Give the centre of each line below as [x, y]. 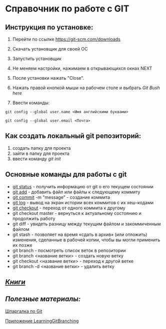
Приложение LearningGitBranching [42, 320]
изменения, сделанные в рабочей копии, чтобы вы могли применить [86, 240]
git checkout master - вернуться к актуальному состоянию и [77, 213]
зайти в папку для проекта [41, 153]
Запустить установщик [37, 59]
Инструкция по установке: [49, 27]
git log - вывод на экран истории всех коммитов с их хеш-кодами [83, 202]
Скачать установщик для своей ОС [50, 49]
